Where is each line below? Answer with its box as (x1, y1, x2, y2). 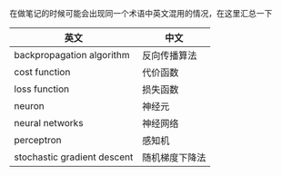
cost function (14, 66, 71, 78)
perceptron (14, 134, 62, 146)
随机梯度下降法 (142, 152, 206, 163)
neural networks (14, 117, 84, 129)
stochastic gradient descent (14, 151, 134, 163)
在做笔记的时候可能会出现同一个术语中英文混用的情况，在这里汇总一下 (9, 8, 273, 18)
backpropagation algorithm (14, 49, 130, 61)
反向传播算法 (142, 49, 197, 62)
